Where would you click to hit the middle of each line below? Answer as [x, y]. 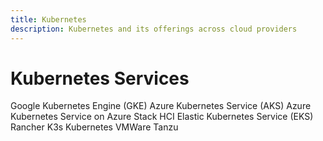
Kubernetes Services [100, 78]
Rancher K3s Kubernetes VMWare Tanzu [94, 127]
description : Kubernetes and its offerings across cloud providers [154, 29]
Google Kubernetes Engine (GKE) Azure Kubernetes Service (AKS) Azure [161, 106]
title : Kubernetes [48, 19]
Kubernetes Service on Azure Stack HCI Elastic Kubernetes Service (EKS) [162, 117]
